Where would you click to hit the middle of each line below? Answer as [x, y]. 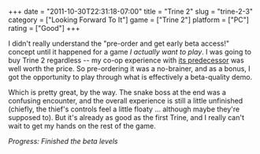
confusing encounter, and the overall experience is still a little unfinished [126, 101]
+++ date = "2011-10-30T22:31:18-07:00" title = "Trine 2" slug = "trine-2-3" [131, 11]
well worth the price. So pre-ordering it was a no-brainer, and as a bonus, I [129, 69]
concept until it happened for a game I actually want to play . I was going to [130, 52]
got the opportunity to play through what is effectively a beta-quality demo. [130, 77]
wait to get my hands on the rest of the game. [82, 126]
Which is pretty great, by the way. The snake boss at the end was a [117, 92]
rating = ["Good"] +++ [44, 28]
